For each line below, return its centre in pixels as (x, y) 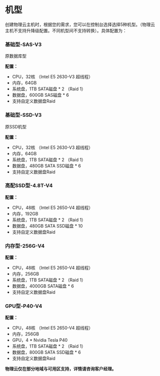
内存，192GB (25, 213)
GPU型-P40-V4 (24, 306)
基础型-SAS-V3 (23, 44)
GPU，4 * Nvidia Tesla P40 (40, 340)
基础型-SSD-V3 (23, 115)
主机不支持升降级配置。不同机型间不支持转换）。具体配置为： (66, 30)
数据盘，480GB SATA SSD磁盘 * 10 (47, 226)
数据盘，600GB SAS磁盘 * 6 (40, 95)
